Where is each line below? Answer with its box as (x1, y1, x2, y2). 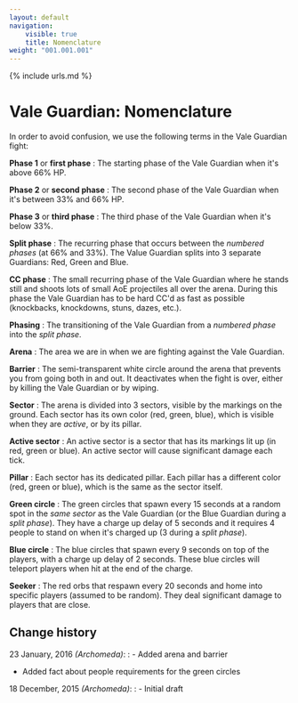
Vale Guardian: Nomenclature (9, 101, 233, 122)
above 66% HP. (9, 167, 67, 178)
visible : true (25, 29, 77, 38)
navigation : (9, 21, 53, 30)
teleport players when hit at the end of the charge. (9, 563, 194, 574)
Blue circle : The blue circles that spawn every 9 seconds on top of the (9, 545, 270, 555)
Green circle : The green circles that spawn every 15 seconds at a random (9, 499, 281, 510)
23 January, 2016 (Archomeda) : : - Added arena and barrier (9, 649, 229, 659)
